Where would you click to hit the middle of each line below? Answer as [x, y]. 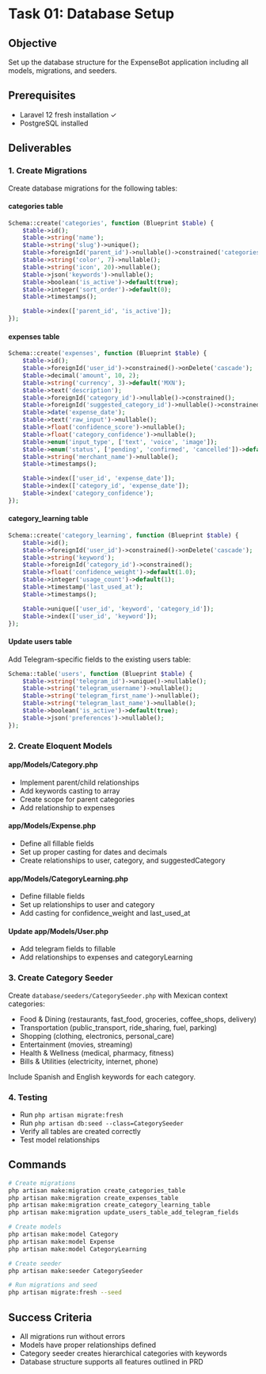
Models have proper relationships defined [88, 1345]
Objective [33, 43]
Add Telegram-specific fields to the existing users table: [100, 659]
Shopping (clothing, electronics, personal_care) [97, 1036]
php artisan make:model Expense [61, 1241]
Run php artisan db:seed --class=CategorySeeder [101, 1123]
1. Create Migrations [47, 171]
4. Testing [28, 1097]
